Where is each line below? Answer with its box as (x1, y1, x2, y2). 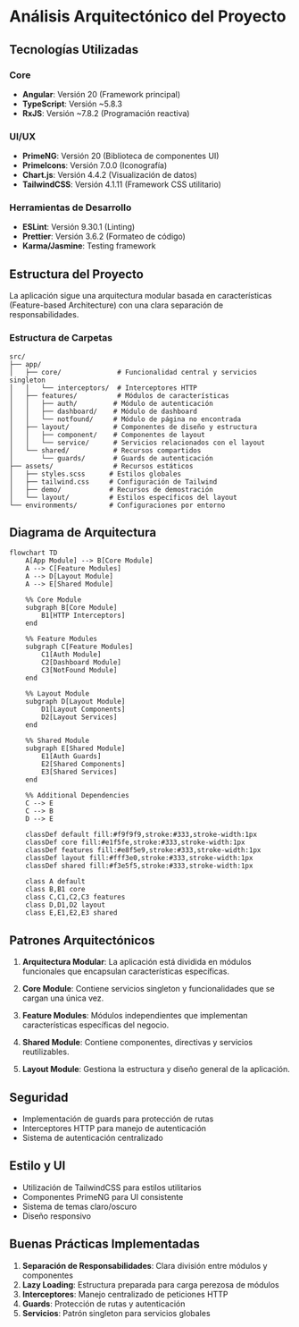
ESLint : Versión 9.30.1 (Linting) (21, 222, 136, 232)
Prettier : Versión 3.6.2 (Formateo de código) (21, 231, 186, 242)
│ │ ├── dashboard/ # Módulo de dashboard (9, 407, 198, 416)
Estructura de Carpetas (9, 332, 113, 344)
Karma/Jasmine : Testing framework (21, 241, 156, 251)
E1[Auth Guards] (41, 752, 102, 761)
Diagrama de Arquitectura (9, 525, 157, 540)
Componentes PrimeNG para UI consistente (21, 1191, 184, 1202)
